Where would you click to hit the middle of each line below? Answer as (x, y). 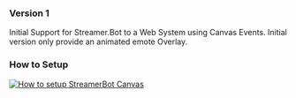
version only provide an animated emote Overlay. (99, 41)
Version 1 (30, 13)
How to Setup (39, 64)
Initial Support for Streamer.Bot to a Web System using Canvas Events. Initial (148, 33)
